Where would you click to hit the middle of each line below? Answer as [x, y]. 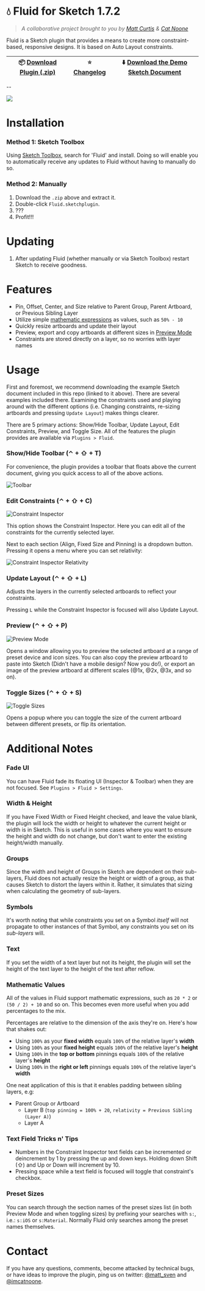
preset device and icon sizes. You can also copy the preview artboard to [97, 657]
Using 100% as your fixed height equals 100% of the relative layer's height [106, 1047]
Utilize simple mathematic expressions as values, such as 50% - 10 [99, 319]
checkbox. [28, 1178]
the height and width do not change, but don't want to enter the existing [97, 836]
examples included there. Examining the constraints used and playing [94, 400]
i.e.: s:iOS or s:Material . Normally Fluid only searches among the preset [97, 1220]
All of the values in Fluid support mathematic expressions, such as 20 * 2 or [102, 998]
